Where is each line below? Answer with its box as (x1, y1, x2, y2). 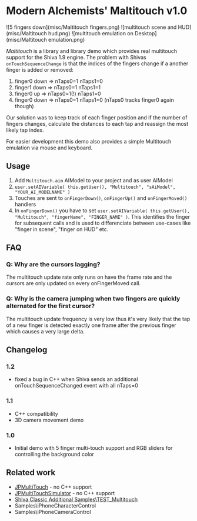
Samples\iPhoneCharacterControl (14, 502, 96, 509)
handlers (14, 201, 36, 208)
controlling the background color (14, 451, 94, 458)
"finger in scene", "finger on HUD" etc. (14, 225, 109, 233)
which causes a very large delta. (6, 328, 85, 335)
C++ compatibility (14, 410, 59, 417)
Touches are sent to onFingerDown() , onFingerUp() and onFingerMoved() (14, 194, 188, 201)
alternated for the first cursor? (6, 302, 95, 310)
